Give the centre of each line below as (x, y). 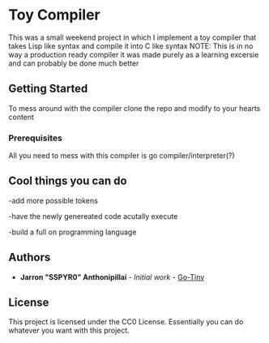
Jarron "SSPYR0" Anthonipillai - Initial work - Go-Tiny (112, 277)
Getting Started (48, 89)
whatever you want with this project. (69, 331)
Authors (30, 257)
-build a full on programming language (73, 232)
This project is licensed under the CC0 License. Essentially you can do (126, 322)
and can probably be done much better (74, 63)
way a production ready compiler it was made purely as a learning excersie (134, 54)
